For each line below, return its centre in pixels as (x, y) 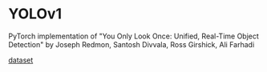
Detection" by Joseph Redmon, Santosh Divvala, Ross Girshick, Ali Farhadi (131, 44)
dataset (21, 60)
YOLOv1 (35, 14)
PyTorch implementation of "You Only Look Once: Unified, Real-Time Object (133, 36)
